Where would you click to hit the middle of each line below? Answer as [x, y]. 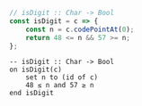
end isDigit [31, 94]
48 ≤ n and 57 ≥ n [60, 86]
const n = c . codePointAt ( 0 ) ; [80, 29]
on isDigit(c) [36, 70]
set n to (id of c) [62, 77]
